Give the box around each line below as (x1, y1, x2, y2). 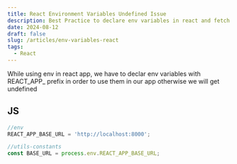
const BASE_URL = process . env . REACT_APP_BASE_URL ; (7, 150, 160, 157)
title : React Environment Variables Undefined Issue (7, 10, 167, 18)
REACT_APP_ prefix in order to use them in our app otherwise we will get (7, 77, 220, 85)
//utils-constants (7, 143, 62, 151)
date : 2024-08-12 (7, 23, 59, 31)
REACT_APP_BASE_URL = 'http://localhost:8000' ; (7, 131, 151, 138)
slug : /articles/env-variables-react (7, 37, 119, 44)
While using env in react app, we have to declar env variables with (7, 69, 201, 78)
